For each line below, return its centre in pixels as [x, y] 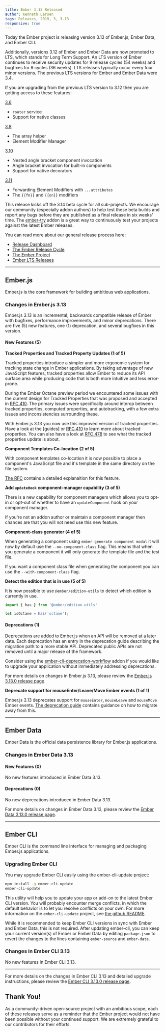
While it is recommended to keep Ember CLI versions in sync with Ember [79, 923]
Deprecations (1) [22, 624]
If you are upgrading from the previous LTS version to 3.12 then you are [77, 88]
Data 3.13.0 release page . [31, 814]
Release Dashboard [32, 244]
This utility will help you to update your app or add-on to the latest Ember [79, 898]
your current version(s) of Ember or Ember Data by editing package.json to [80, 933]
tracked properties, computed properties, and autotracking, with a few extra [82, 408]
